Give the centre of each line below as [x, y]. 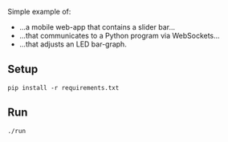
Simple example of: [39, 12]
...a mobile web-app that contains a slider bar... [97, 27]
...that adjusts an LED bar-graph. [73, 44]
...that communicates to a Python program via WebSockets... [119, 36]
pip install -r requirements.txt [63, 87]
